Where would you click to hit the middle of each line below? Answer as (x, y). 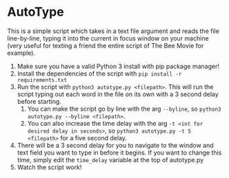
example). (21, 53)
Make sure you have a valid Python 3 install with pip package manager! (118, 66)
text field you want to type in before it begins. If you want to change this (119, 153)
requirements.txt (42, 80)
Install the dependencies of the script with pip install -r (99, 74)
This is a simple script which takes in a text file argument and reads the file (113, 31)
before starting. (39, 101)
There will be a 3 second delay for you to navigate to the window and (115, 145)
